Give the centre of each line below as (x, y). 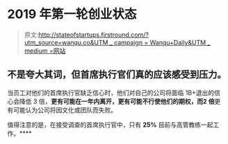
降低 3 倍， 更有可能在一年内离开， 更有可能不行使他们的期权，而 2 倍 (117, 101)
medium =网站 (45, 51)
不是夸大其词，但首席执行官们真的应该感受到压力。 (117, 74)
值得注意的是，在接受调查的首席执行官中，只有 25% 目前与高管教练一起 (110, 125)
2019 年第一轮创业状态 (72, 14)
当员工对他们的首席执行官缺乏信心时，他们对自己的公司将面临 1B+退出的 (111, 92)
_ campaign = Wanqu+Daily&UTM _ (160, 42)
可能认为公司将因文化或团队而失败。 (65, 110)
